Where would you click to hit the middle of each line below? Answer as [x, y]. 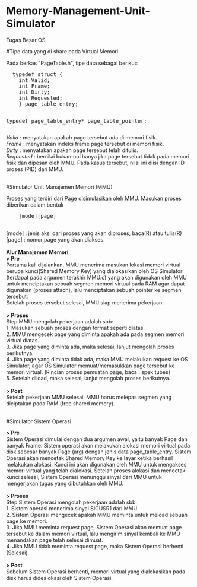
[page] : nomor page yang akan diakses [55, 239]
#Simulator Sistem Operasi [39, 421]
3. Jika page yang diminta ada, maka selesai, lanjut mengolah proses [90, 347]
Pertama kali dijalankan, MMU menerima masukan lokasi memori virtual [93, 265]
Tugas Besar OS [26, 40]
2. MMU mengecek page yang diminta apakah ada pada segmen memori [95, 334]
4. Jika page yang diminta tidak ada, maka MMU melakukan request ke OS [97, 359]
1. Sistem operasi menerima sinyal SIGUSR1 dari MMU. [72, 508]
